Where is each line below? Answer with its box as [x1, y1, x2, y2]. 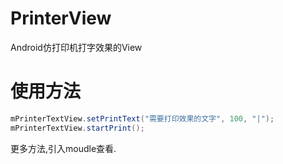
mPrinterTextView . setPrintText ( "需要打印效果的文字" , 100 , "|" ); [10, 113, 275, 124]
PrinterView [10, 7, 112, 30]
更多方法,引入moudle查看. [10, 142, 117, 154]
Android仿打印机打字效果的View [10, 41, 143, 53]
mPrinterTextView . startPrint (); [10, 123, 145, 133]
